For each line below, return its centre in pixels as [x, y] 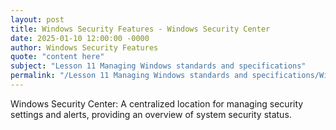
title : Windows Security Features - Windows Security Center [140, 29]
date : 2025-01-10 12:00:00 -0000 [80, 38]
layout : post [37, 19]
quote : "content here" [57, 57]
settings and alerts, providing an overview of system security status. [151, 114]
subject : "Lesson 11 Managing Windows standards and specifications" [158, 66]
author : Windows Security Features [84, 47]
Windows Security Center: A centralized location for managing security [157, 103]
